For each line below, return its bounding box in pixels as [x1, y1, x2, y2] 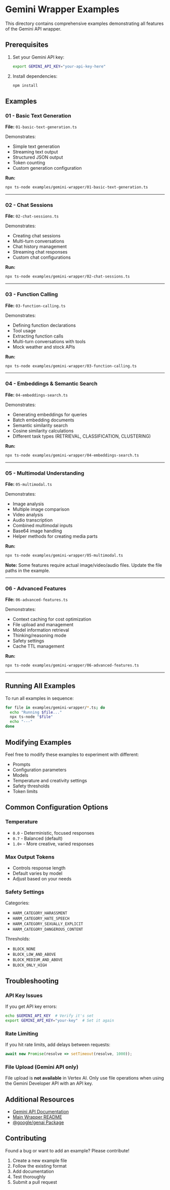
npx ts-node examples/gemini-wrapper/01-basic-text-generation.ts [5, 185, 148, 190]
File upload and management [12, 622, 74, 628]
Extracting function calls [12, 333, 64, 339]
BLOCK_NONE [12, 947, 36, 952]
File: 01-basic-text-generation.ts [5, 124, 77, 130]
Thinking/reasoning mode [12, 632, 67, 638]
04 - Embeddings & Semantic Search [5, 380, 98, 387]
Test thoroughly [12, 1173, 46, 1180]
